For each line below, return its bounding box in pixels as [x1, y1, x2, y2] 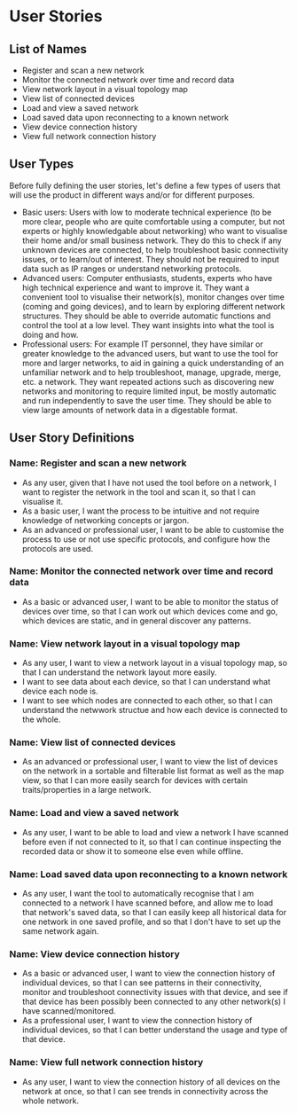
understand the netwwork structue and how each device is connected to [21, 705, 288, 716]
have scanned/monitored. [21, 1006, 117, 1016]
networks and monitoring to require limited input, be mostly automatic [21, 386, 277, 396]
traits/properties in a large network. [21, 785, 152, 796]
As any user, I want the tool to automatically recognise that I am [21, 888, 254, 898]
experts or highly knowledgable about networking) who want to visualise [21, 225, 288, 236]
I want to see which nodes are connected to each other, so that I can [21, 695, 273, 706]
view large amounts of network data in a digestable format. [21, 404, 238, 415]
